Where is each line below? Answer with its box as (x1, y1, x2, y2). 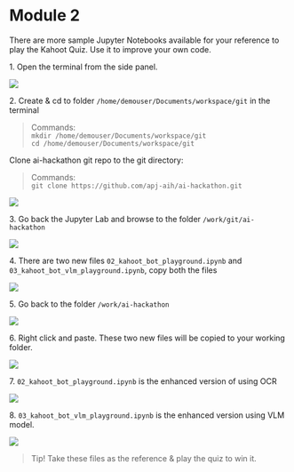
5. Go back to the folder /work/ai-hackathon (9, 299, 170, 309)
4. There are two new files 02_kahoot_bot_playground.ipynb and (9, 255, 242, 266)
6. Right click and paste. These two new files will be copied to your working (9, 332, 286, 343)
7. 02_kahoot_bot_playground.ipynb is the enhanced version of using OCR (9, 375, 277, 387)
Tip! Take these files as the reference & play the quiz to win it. (30, 452, 257, 463)
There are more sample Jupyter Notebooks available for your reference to (9, 35, 280, 45)
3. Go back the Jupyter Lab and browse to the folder (9, 213, 202, 224)
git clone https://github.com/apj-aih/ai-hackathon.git (30, 181, 242, 190)
